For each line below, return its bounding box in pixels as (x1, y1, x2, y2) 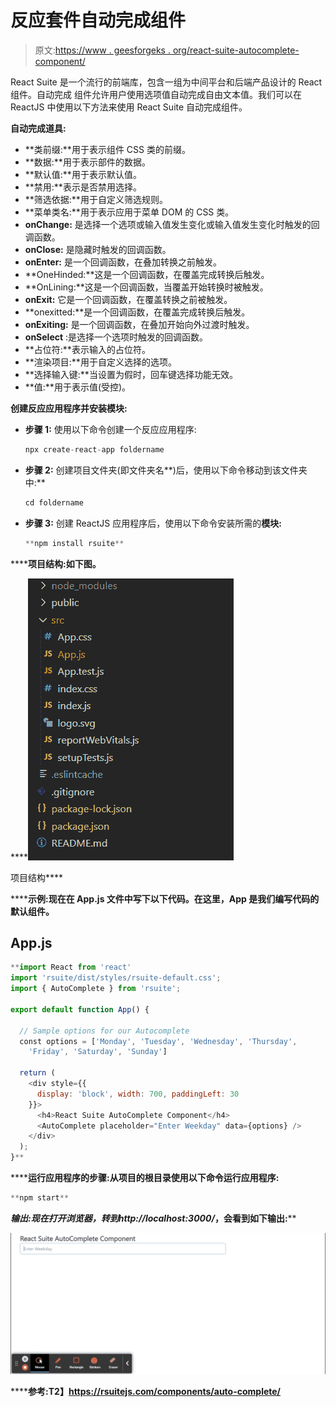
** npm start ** (10, 1193, 70, 1203)
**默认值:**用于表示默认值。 (24, 168, 142, 180)
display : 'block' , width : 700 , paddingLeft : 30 (36, 1089, 240, 1099)
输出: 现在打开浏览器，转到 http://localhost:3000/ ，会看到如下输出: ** (10, 1212, 297, 1224)
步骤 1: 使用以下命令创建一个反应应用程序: (24, 423, 197, 435)
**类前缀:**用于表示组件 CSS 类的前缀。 (24, 143, 191, 155)
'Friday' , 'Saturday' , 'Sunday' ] (28, 1047, 168, 1057)
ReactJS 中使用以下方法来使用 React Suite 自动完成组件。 (10, 101, 248, 113)
